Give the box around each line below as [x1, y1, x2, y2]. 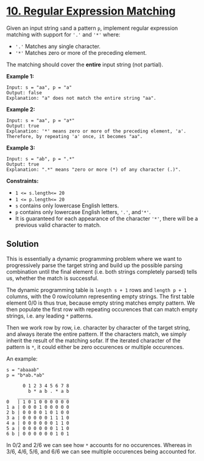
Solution [6, 239, 39, 249]
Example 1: [6, 72, 35, 80]
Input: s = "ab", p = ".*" [6, 156, 75, 162]
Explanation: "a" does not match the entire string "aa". [6, 95, 157, 101]
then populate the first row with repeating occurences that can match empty [6, 305, 198, 313]
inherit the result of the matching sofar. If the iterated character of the [6, 336, 181, 344]
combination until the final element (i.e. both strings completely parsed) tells [6, 268, 197, 275]
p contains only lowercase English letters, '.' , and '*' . [15, 208, 151, 215]
